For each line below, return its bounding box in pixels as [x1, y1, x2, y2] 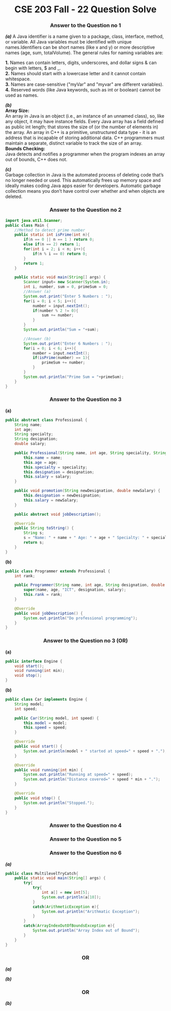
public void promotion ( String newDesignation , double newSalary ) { [14, 488, 160, 493]
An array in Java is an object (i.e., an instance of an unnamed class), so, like [5, 113, 164, 119]
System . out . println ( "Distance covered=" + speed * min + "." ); [23, 777, 160, 782]
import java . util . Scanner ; [5, 218, 63, 223]
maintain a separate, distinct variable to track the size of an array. [5, 140, 142, 146]
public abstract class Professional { [5, 417, 88, 422]
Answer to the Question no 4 [49, 822, 122, 829]
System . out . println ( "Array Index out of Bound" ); [32, 928, 140, 933]
